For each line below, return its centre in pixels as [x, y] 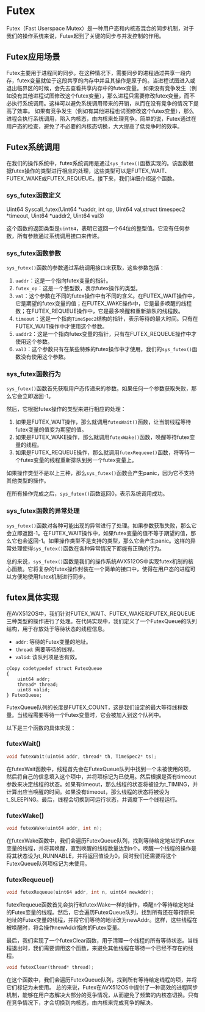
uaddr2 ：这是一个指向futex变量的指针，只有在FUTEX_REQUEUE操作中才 [106, 334]
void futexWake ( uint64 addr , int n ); [54, 828]
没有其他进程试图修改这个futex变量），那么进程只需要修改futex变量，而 [100, 96]
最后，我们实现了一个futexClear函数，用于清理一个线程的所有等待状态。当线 [102, 941]
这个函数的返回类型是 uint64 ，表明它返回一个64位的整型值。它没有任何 [95, 228]
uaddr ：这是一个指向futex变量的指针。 [63, 280]
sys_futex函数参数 [34, 253]
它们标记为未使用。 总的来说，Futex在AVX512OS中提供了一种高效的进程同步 [102, 987]
